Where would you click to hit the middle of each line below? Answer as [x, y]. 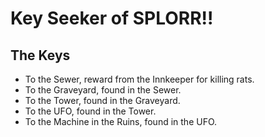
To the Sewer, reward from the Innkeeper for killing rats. [139, 79]
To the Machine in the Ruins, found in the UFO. [121, 121]
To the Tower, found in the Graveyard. [102, 100]
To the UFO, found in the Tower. [90, 111]
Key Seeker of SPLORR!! [112, 18]
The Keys [40, 55]
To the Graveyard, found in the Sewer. [103, 90]
